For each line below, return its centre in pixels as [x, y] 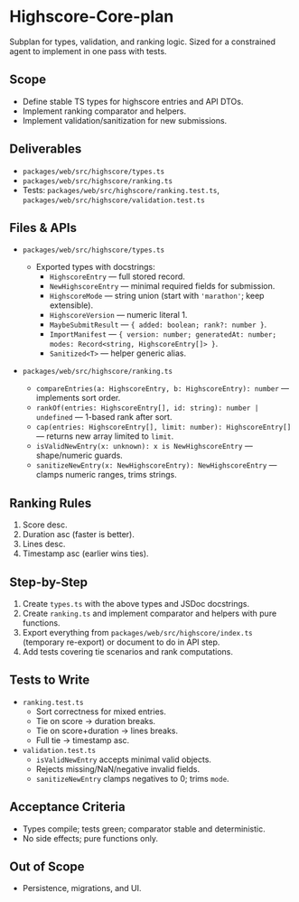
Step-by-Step [49, 582]
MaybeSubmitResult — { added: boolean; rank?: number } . [158, 325]
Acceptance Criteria [67, 807]
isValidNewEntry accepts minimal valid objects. [124, 759]
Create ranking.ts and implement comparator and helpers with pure [149, 613]
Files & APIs [43, 228]
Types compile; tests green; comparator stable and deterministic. [144, 829]
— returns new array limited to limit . [105, 436]
